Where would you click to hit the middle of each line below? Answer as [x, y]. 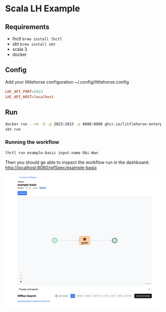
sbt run [13, 130]
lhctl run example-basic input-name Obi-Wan [52, 153]
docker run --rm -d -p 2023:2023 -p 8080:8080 [54, 124]
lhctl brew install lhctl [37, 39]
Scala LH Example [43, 9]
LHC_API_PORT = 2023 [24, 91]
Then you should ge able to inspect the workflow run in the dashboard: [77, 162]
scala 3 [20, 49]
